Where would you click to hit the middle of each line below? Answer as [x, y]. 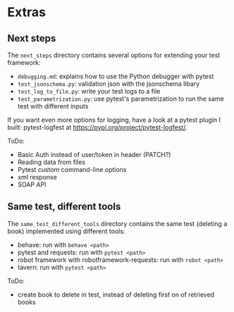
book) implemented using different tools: [66, 231]
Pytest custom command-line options [72, 169]
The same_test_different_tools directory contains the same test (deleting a [117, 223]
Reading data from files [51, 162]
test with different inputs [53, 106]
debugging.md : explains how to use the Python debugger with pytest [116, 76]
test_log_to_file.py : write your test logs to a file [89, 91]
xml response [37, 177]
